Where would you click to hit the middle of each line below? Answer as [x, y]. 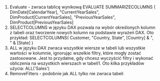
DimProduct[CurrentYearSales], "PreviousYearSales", [63, 17]
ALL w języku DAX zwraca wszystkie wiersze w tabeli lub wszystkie [77, 48]
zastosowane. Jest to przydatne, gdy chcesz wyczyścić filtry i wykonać [81, 58]
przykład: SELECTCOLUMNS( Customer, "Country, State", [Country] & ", [81, 38]
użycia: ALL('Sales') [30, 68]
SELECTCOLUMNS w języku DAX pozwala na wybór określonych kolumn [82, 27]
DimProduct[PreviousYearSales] [41, 22]
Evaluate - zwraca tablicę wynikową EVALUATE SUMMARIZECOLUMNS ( [82, 7]
